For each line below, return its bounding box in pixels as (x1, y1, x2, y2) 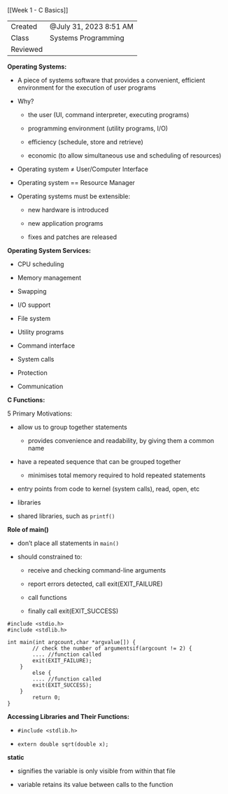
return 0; (32, 694, 61, 701)
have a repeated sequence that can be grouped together (17, 458, 181, 465)
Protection (17, 369, 48, 377)
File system (17, 315, 51, 322)
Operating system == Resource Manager (17, 179, 135, 186)
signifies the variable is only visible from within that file (17, 767, 176, 775)
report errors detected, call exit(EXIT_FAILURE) (27, 580, 163, 588)
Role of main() (7, 526, 49, 533)
